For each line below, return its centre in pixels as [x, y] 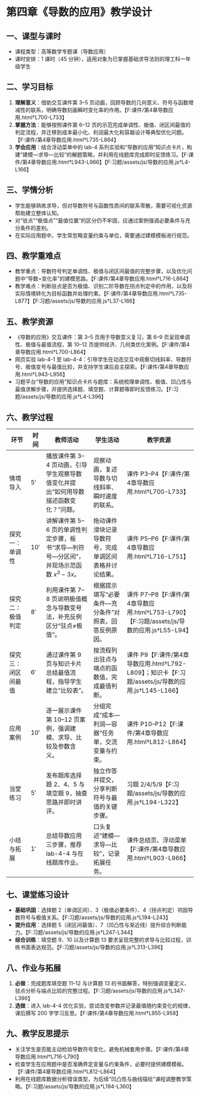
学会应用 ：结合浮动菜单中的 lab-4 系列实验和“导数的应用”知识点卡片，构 [103, 147]
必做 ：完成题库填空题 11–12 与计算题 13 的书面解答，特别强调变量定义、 [102, 983]
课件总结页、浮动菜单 [157, 840]
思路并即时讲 [64, 802]
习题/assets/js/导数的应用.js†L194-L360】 [84, 1086]
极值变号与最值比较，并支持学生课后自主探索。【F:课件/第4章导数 [105, 367]
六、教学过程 [30, 417]
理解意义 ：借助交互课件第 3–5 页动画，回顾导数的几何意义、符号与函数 [101, 102]
